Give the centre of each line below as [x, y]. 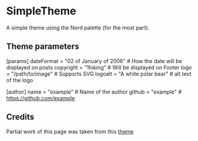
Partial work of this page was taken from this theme [70, 131]
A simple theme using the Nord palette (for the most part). [78, 28]
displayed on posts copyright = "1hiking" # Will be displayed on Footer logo [99, 67]
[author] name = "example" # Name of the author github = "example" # [94, 92]
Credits [20, 117]
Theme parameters [43, 46]
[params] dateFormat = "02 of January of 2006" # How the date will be [94, 61]
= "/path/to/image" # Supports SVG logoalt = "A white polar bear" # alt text [99, 74]
